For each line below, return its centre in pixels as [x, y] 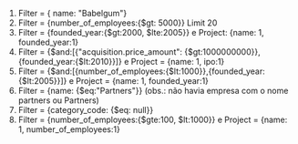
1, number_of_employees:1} [69, 129]
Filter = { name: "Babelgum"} [72, 13]
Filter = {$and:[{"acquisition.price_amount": [100, 52]
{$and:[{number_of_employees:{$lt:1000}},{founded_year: [156, 71]
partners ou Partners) [59, 100]
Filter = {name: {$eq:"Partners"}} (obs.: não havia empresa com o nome [153, 91]
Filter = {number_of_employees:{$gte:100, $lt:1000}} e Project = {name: [153, 119]
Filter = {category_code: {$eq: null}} [86, 110]
